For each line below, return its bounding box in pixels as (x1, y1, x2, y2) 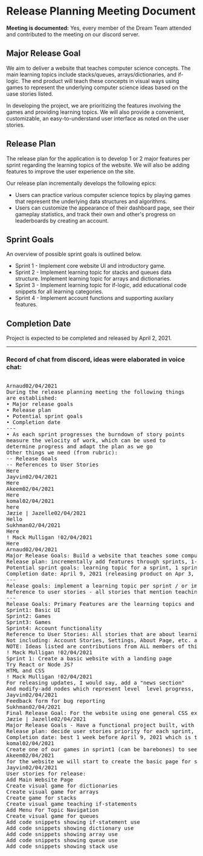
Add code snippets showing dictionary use (6, 825, 134, 832)
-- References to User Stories (6, 462, 99, 468)
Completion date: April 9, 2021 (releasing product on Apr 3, (6, 571, 195, 577)
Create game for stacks (6, 795, 77, 801)
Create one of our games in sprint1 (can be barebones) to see (6, 746, 198, 753)
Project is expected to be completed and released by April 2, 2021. (6, 334, 172, 342)
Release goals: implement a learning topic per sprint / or (6, 583, 188, 589)
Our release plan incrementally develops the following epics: (6, 179, 157, 187)
